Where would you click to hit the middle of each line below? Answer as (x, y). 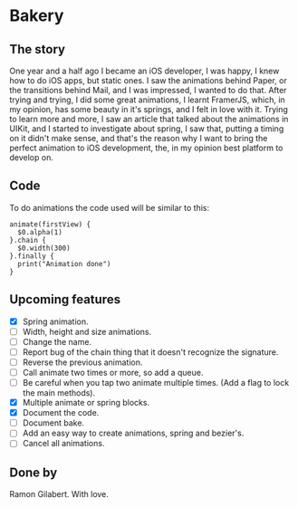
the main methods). (59, 393)
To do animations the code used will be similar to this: (110, 207)
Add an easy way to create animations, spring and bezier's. (133, 433)
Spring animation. (55, 321)
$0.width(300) (44, 248)
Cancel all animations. (63, 444)
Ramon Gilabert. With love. (59, 494)
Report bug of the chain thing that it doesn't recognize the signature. (150, 352)
